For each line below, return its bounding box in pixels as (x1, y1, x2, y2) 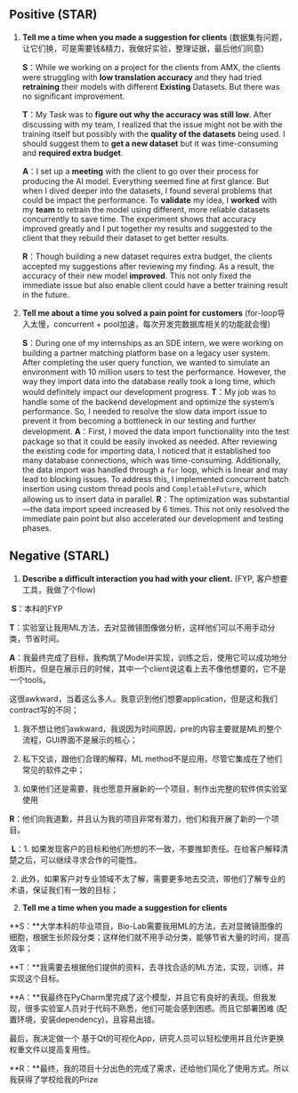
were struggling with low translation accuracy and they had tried (21, 71, 262, 83)
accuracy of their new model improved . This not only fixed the (21, 270, 252, 281)
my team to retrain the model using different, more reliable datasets (21, 204, 270, 214)
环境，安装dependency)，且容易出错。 (16, 1014, 160, 1025)
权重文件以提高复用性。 (9, 1044, 95, 1055)
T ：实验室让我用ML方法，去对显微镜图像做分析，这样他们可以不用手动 (9, 622, 268, 632)
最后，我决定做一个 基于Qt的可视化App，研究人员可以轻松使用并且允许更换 (9, 1033, 285, 1043)
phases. (21, 522, 52, 533)
